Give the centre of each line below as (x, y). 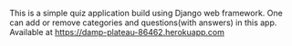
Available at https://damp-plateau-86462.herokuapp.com (117, 32)
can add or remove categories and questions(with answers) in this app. (143, 23)
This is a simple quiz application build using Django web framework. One (146, 13)
